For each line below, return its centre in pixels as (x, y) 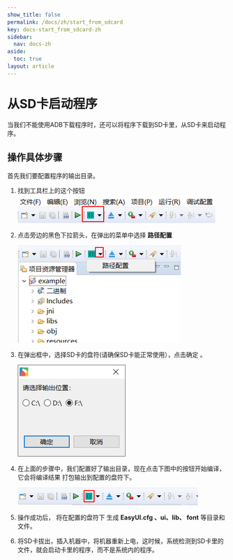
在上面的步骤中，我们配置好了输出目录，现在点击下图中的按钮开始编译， (121, 469)
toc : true (28, 59)
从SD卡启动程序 (52, 104)
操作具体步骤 (35, 157)
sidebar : (20, 37)
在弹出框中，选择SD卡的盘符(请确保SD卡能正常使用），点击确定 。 (112, 354)
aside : (17, 52)
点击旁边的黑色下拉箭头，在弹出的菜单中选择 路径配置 (95, 235)
